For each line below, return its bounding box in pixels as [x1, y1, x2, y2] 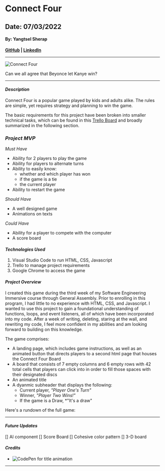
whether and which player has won [19, 171, 91, 177]
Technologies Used [5, 246, 46, 252]
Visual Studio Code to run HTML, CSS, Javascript [12, 257, 112, 263]
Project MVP [5, 134, 36, 141]
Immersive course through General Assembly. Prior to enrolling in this [5, 295, 146, 301]
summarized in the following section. [5, 122, 80, 128]
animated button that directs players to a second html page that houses [12, 350, 157, 356]
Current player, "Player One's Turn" [19, 387, 92, 393]
